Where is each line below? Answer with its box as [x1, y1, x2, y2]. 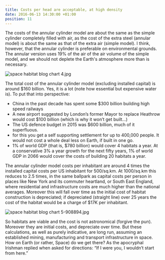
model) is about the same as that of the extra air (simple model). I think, [5, 41, 151, 46]
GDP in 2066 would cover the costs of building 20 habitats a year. [12, 153, 147, 159]
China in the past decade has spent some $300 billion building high [12, 101, 150, 107]
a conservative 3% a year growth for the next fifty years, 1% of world [12, 148, 153, 154]
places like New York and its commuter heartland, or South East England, [5, 178, 154, 184]
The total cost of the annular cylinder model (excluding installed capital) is [5, 81, 156, 87]
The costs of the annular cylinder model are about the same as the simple [5, 30, 155, 36]
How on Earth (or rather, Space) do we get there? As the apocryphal [5, 240, 144, 246]
